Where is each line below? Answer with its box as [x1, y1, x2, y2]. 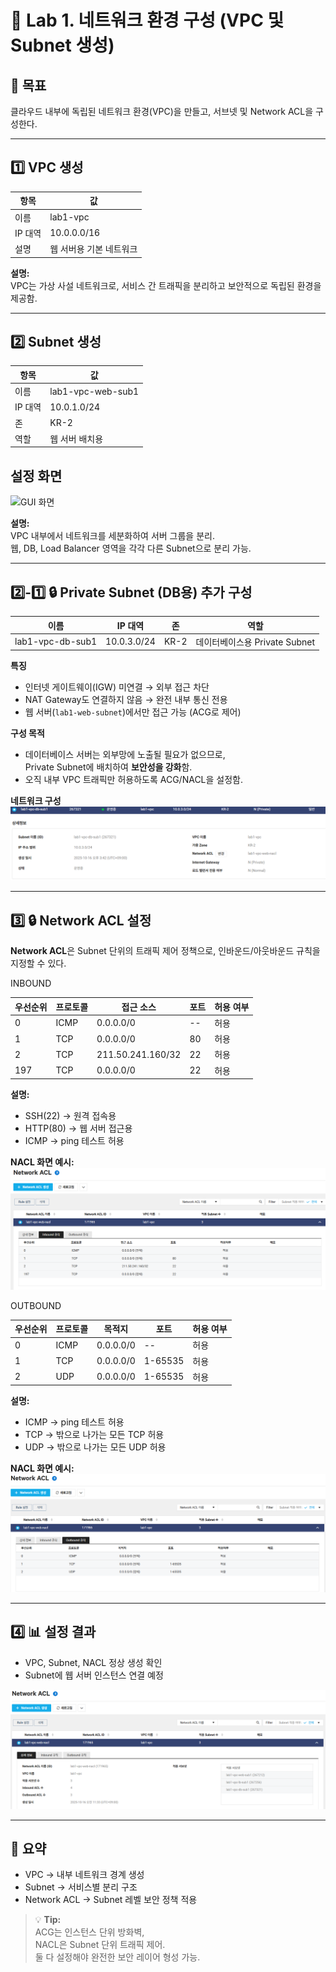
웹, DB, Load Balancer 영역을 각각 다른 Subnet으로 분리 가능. [10, 542, 252, 555]
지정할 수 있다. [10, 957, 67, 970]
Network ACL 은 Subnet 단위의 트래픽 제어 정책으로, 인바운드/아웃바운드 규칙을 [10, 945, 321, 957]
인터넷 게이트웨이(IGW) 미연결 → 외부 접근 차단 [24, 681, 210, 693]
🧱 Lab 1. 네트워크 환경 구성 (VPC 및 [10, 9, 285, 32]
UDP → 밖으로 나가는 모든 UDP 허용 [24, 1441, 167, 1453]
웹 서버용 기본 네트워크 [49, 243, 138, 255]
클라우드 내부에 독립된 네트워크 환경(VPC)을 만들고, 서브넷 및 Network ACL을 [10, 106, 314, 117]
